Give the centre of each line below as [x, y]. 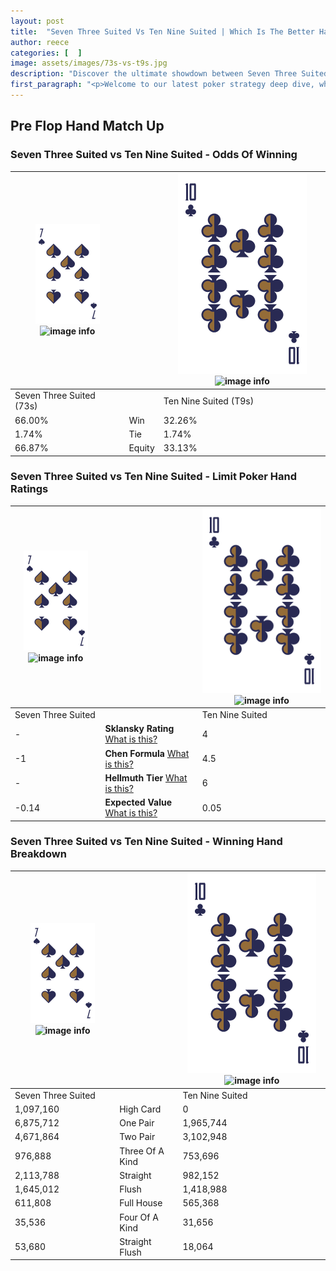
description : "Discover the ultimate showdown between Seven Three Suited [169, 74]
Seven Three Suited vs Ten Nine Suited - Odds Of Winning [154, 155]
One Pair [137, 1123]
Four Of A [139, 1217]
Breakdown [38, 854]
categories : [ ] [46, 53]
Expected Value [138, 802]
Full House [141, 1203]
